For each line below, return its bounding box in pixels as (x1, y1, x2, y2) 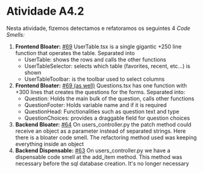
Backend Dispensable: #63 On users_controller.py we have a (15, 147, 171, 154)
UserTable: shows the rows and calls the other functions (24, 56, 166, 63)
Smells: (6, 31, 25, 38)
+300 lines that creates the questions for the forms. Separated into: (15, 88, 185, 95)
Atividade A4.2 (6, 4, 84, 18)
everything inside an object (15, 140, 84, 147)
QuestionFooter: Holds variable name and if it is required (24, 101, 167, 108)
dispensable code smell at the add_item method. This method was (15, 153, 182, 160)
